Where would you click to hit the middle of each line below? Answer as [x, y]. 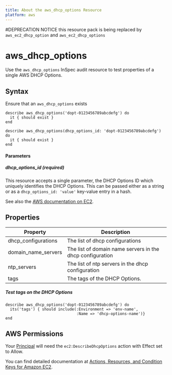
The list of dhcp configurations [104, 241]
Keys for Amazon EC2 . [29, 367]
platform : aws [20, 15]
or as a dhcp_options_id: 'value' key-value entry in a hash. [69, 191]
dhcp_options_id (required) [35, 168]
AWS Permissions [34, 334]
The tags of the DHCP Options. [104, 279]
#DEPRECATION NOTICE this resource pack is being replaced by [74, 29]
